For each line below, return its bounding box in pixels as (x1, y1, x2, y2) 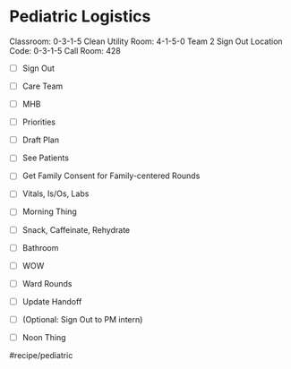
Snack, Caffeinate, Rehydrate (21, 224, 131, 235)
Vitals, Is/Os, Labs (21, 188, 90, 199)
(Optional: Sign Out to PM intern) (21, 313, 143, 324)
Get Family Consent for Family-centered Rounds (21, 170, 201, 181)
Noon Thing (21, 331, 66, 342)
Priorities (21, 116, 56, 127)
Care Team (21, 81, 64, 91)
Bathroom (21, 242, 59, 253)
